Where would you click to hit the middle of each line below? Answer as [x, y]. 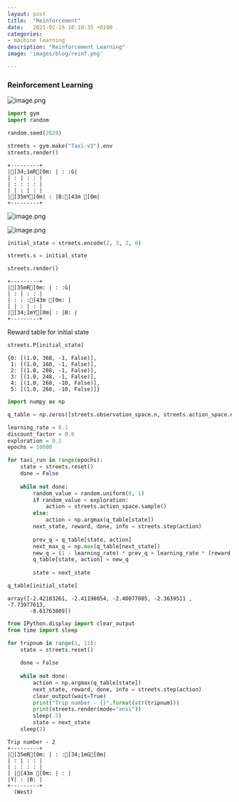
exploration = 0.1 [34, 441]
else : [41, 513]
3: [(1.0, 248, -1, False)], [54, 377]
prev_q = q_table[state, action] [83, 540]
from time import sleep [43, 630]
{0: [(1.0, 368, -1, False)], [52, 358]
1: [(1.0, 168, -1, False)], [54, 364]
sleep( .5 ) [47, 716]
